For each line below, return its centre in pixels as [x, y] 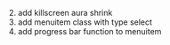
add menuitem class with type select [85, 22]
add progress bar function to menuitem [89, 31]
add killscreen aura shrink [65, 13]
